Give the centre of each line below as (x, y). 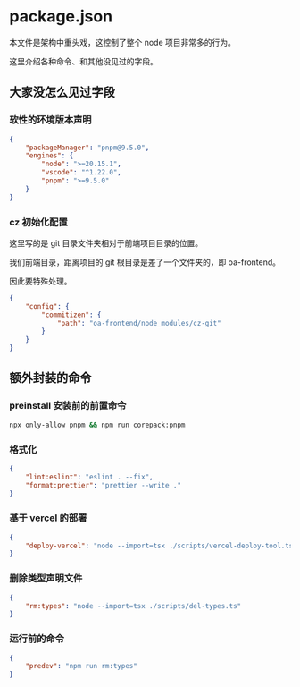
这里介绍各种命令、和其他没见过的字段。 (83, 61)
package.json (61, 17)
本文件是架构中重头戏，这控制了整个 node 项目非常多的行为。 (123, 42)
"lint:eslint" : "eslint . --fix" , (89, 477)
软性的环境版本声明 (50, 120)
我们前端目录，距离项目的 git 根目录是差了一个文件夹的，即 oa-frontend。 (145, 262)
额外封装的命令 (50, 378)
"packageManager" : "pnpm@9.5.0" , (87, 148)
